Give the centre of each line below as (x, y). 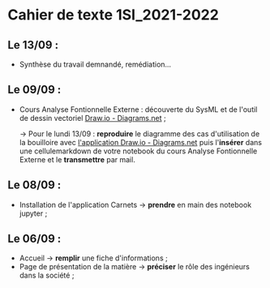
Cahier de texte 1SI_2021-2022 (114, 15)
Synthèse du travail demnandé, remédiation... (95, 64)
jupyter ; (33, 213)
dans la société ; (47, 275)
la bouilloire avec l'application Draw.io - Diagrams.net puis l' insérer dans (141, 142)
